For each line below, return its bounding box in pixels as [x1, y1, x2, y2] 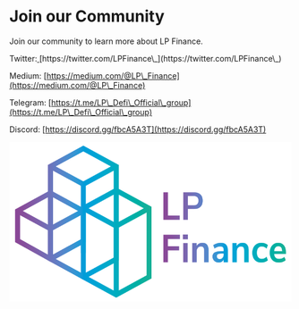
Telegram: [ [9, 96, 52, 108]
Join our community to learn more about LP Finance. [9, 36, 203, 46]
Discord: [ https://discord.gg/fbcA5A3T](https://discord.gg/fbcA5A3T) [9, 123, 267, 135]
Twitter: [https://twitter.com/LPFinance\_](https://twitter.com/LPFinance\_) [9, 53, 282, 63]
